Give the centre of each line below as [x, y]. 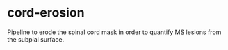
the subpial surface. [36, 39]
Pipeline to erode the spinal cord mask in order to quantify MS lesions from [114, 32]
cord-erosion [46, 13]
